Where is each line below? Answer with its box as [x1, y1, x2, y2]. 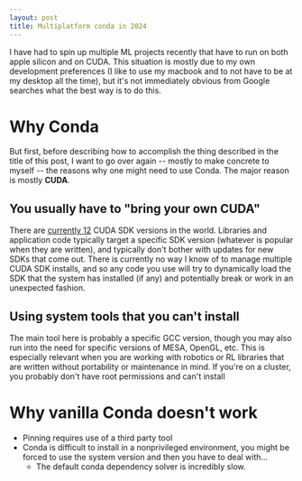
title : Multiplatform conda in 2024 [9, 22, 147, 31]
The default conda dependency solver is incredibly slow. [35, 461, 246, 472]
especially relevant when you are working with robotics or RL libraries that [9, 352, 285, 363]
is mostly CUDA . [9, 175, 70, 186]
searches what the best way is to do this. [9, 85, 162, 96]
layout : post [9, 13, 59, 23]
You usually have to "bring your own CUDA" [9, 200, 261, 217]
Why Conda [9, 116, 99, 136]
